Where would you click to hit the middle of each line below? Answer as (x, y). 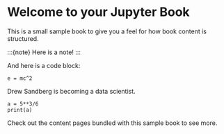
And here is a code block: (44, 65)
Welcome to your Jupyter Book (98, 12)
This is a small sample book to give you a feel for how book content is (107, 31)
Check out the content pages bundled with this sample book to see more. (112, 123)
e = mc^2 (20, 78)
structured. (23, 38)
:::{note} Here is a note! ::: (44, 52)
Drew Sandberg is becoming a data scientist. (71, 91)
